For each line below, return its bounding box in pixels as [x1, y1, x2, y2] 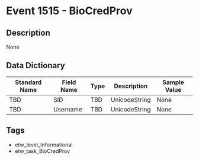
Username [53, 105, 83, 113]
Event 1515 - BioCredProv [6, 4, 133, 18]
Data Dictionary [6, 60, 65, 71]
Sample [162, 78, 185, 87]
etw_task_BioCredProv [14, 147, 70, 155]
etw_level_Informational [14, 141, 73, 148]
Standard [15, 78, 42, 87]
